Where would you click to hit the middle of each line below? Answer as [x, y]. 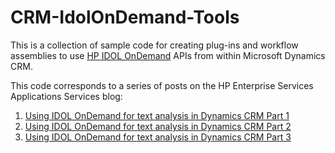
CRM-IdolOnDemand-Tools [125, 17]
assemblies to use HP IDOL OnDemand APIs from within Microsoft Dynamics [168, 55]
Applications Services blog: [66, 96]
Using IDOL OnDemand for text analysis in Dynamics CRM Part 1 [157, 115]
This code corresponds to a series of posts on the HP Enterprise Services [162, 85]
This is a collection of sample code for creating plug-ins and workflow [154, 45]
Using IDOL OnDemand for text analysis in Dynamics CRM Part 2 [158, 126]
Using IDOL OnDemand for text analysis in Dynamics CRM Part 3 [158, 137]
